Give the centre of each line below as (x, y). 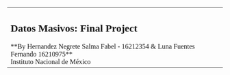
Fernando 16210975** (42, 54)
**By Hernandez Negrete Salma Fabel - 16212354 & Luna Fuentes (103, 46)
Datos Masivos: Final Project (74, 28)
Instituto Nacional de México (51, 61)
